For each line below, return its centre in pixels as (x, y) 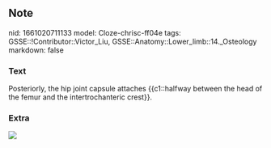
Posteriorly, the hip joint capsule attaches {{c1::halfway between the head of (135, 89)
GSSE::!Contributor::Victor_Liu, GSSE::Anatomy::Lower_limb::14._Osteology (133, 41)
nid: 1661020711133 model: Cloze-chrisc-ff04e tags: (95, 32)
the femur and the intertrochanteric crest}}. (80, 97)
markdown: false (36, 50)
